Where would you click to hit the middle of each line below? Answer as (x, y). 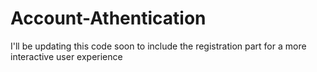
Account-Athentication (108, 18)
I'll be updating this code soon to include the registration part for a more (158, 46)
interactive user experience (66, 56)
